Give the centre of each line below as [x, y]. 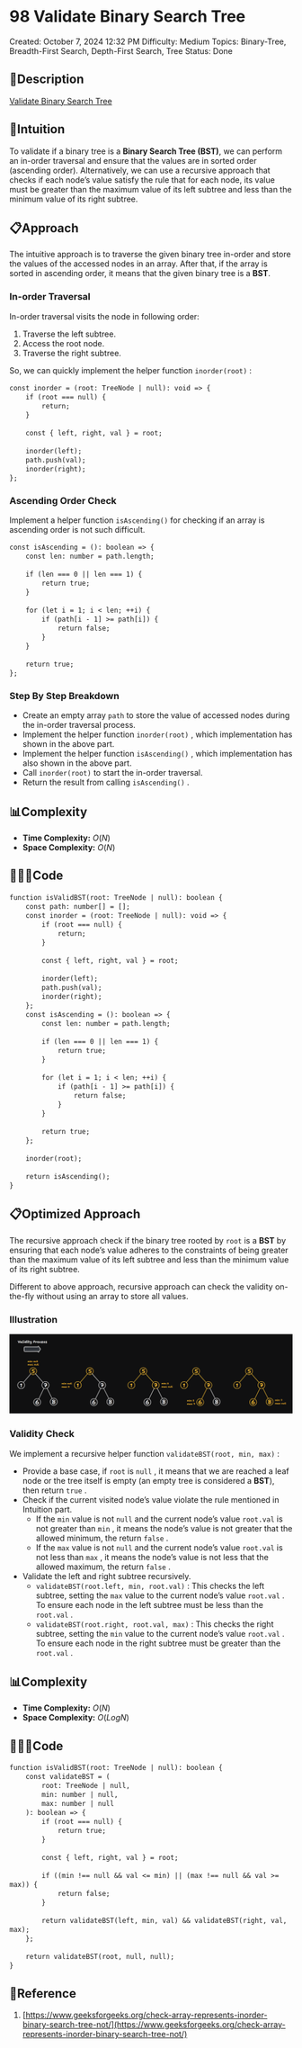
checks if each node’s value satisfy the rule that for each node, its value [142, 180]
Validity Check [42, 1434]
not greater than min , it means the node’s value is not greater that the [164, 1528]
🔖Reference [43, 1994]
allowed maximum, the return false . [103, 1567]
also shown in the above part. [77, 763]
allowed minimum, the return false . [102, 1538]
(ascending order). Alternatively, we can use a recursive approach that [140, 170]
